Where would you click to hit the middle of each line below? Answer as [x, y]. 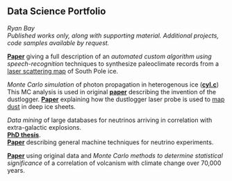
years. [16, 170]
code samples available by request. [58, 43]
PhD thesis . [24, 135]
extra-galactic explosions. [44, 127]
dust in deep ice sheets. [42, 106]
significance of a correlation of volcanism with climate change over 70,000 [114, 163]
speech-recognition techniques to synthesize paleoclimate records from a [113, 63]
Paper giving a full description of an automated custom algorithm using [109, 56]
